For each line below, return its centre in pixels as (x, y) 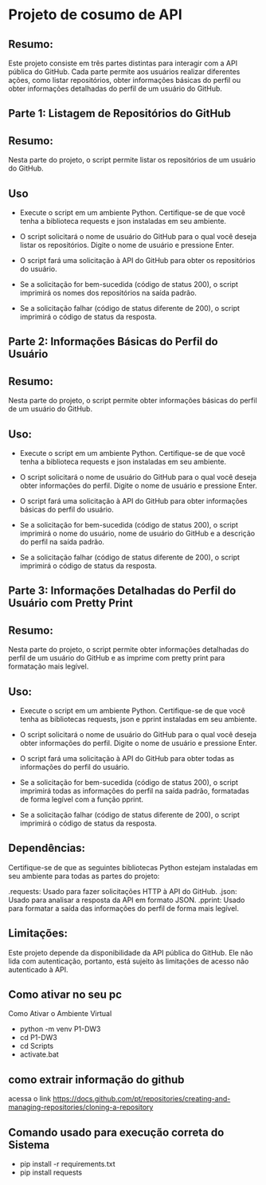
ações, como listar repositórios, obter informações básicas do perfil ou (125, 80)
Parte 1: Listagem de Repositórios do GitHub (119, 114)
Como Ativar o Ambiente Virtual (60, 1014)
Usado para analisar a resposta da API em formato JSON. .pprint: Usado (127, 900)
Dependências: (47, 848)
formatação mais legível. (49, 666)
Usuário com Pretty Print (71, 603)
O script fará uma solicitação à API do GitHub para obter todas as (127, 759)
